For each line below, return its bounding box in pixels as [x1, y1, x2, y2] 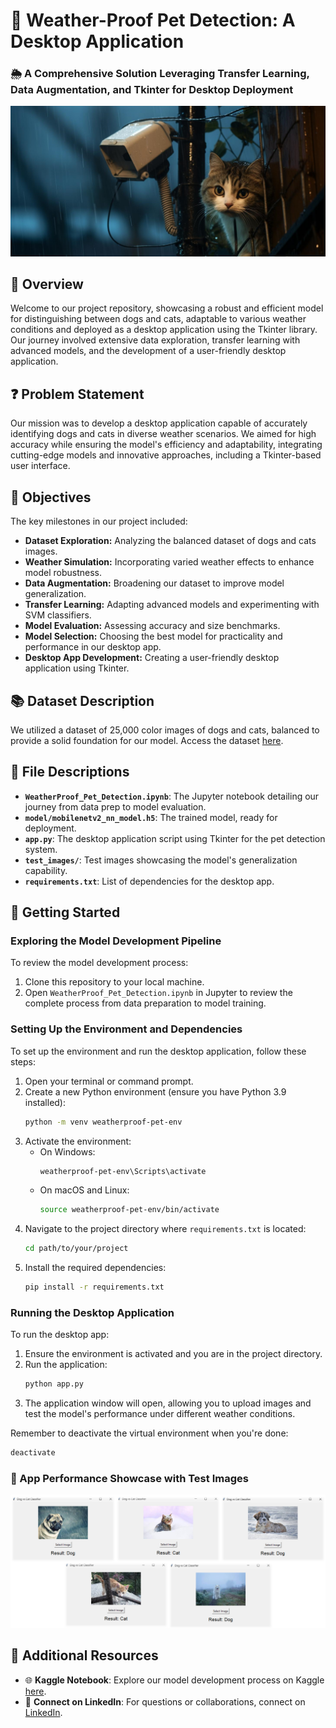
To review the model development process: [10, 957, 189, 969]
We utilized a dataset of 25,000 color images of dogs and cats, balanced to [10, 724, 320, 736]
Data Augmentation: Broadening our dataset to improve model [24, 577, 285, 589]
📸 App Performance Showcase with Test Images [10, 1472, 249, 1486]
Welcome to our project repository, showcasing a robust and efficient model [10, 302, 324, 314]
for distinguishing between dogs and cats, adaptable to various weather [10, 313, 307, 325]
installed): [24, 1096, 67, 1108]
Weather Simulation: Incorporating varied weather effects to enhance [24, 556, 315, 568]
